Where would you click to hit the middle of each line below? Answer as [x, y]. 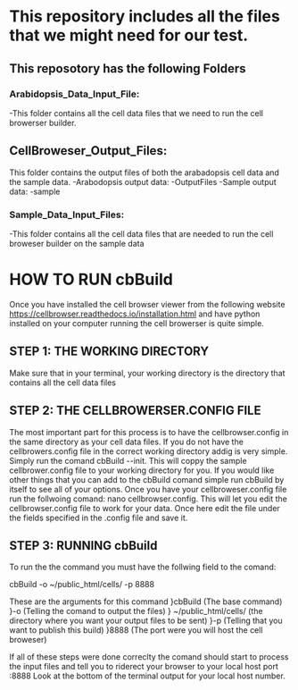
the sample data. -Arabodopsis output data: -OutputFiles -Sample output [143, 181]
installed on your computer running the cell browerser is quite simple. [137, 323]
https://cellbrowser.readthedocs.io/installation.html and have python [135, 314]
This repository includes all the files [145, 17]
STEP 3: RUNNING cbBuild [83, 546]
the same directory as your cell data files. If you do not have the [126, 442]
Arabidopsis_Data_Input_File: [74, 94]
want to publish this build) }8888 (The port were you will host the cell [136, 630]
